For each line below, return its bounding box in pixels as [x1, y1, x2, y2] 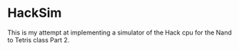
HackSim [7, 5, 62, 21]
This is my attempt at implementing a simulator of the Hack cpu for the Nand [7, 28, 232, 37]
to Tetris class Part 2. [7, 35, 70, 44]
